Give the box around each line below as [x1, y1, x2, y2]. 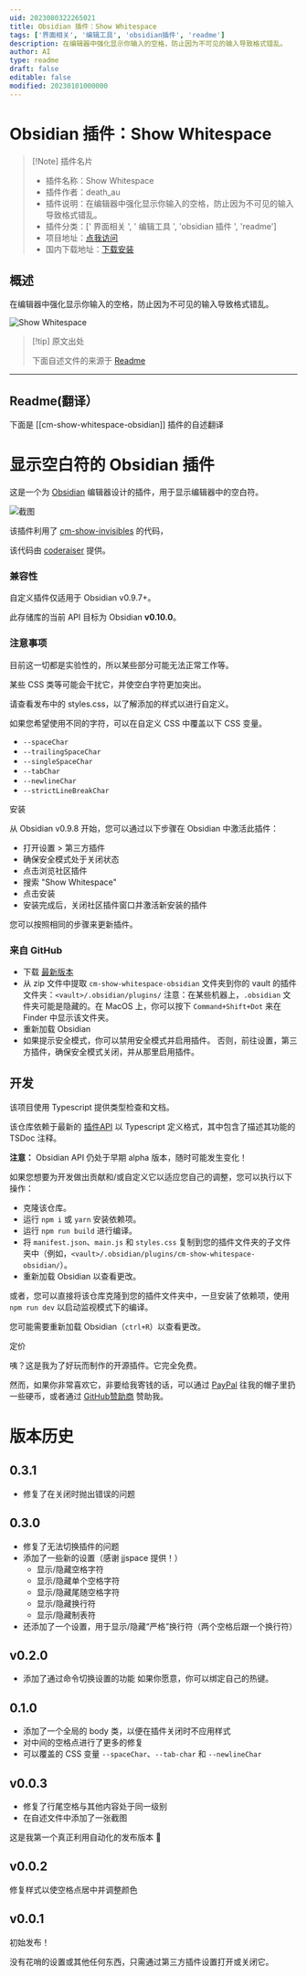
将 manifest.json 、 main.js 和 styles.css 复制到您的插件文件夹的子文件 [22, 1236, 291, 1248]
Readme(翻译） [9, 393, 99, 409]
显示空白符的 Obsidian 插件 [9, 454, 215, 475]
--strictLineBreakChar [22, 786, 110, 795]
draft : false [9, 65, 59, 74]
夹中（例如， [22, 1248, 71, 1259]
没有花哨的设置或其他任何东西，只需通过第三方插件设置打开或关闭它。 [9, 1956, 274, 1967]
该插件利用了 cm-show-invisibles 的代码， [9, 526, 169, 536]
